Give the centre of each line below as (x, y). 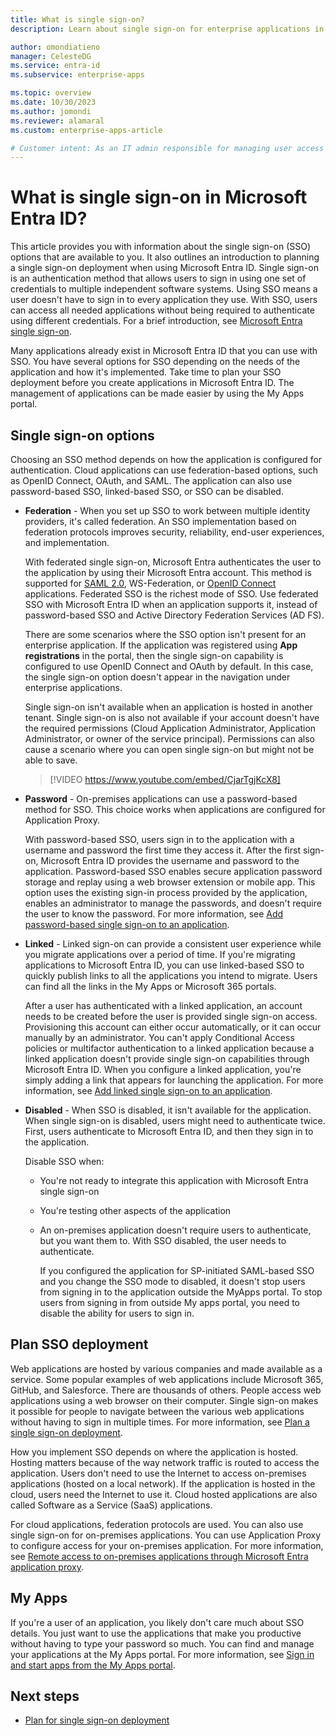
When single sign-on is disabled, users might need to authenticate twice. (175, 1120)
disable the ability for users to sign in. (117, 1313)
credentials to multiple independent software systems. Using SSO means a (164, 289)
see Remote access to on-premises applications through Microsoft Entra (159, 1556)
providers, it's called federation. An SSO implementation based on (160, 521)
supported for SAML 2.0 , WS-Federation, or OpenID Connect (150, 583)
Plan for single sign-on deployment (97, 1720)
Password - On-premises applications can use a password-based (161, 799)
